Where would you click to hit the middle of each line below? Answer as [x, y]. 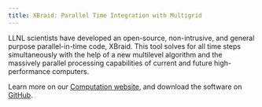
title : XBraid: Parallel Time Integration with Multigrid [105, 15]
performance [30, 71]
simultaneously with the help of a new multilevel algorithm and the [115, 54]
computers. [71, 71]
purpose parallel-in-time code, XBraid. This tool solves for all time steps [125, 46]
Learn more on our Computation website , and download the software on [125, 87]
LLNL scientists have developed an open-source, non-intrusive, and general [131, 38]
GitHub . [20, 94]
